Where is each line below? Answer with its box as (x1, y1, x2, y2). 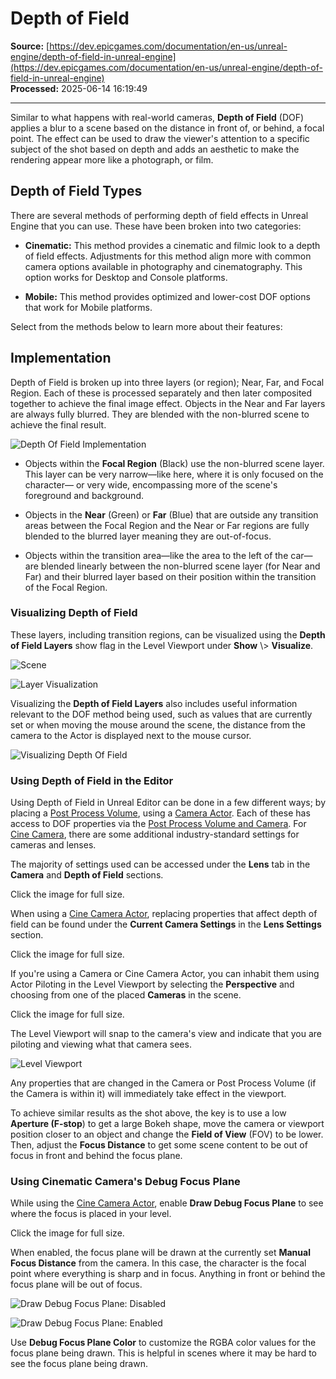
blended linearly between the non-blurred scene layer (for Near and (40, 560, 321, 572)
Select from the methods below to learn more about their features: (10, 320, 283, 332)
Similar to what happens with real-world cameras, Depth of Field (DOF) (10, 111, 305, 123)
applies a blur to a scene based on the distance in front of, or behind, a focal (10, 122, 325, 134)
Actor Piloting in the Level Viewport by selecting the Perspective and (10, 978, 295, 991)
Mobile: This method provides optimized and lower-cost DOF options (24, 290, 311, 302)
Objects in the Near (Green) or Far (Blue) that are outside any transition (24, 508, 319, 521)
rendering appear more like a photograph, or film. (10, 153, 214, 166)
